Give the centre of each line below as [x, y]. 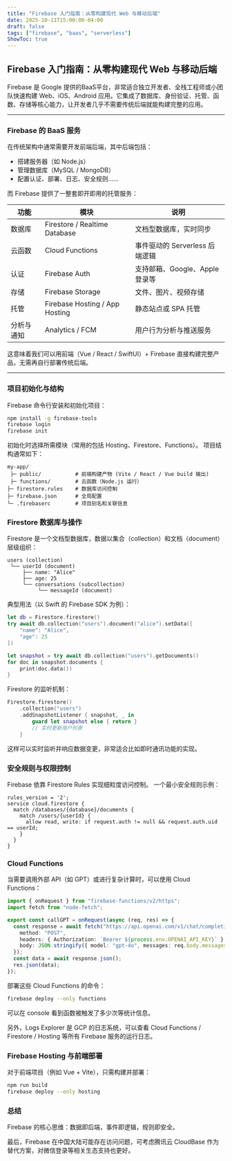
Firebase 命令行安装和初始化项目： [57, 405]
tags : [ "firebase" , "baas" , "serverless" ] [69, 33]
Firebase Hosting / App [82, 304]
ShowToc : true [28, 39]
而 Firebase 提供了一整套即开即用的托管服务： [72, 194]
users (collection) [35, 560]
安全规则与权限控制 [39, 768]
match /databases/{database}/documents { [74, 810]
